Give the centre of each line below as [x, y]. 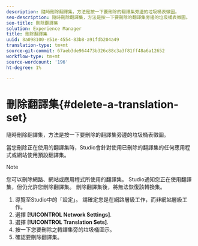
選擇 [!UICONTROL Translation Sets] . [62, 222]
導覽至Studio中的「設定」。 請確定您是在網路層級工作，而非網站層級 [98, 200]
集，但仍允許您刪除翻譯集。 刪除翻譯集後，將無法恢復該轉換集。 [86, 187]
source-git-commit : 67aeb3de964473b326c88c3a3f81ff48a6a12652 [85, 51]
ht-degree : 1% [24, 67]
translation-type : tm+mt [37, 46]
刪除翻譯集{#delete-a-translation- [92, 104]
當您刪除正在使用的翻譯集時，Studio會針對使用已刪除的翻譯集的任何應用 [96, 148]
